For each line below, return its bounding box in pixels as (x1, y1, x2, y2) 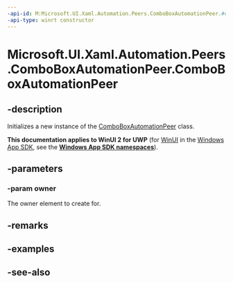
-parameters (7, 162, 63, 174)
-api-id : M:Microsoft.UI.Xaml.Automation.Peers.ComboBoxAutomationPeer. (7, 10, 222, 17)
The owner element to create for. (7, 199, 101, 208)
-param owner (7, 183, 57, 193)
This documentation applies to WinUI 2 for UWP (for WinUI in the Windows (7, 135, 224, 144)
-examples (7, 243, 55, 255)
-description (7, 103, 62, 115)
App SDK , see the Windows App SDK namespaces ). (7, 143, 158, 151)
